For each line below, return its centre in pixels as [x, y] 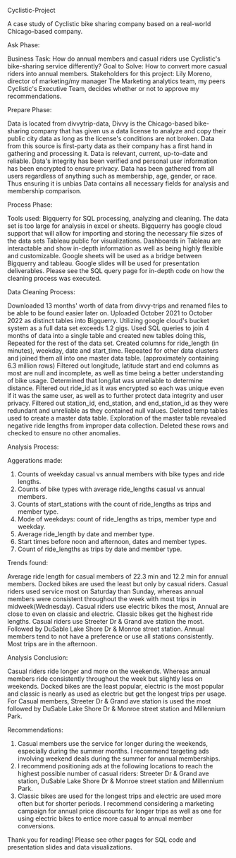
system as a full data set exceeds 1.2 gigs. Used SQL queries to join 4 [108, 328]
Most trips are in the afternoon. [52, 644]
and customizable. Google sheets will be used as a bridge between [105, 256]
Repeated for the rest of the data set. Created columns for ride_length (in [113, 343]
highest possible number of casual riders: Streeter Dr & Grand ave [113, 773]
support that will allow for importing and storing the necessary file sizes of [115, 233]
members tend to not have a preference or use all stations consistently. [110, 636]
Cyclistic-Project [31, 10]
